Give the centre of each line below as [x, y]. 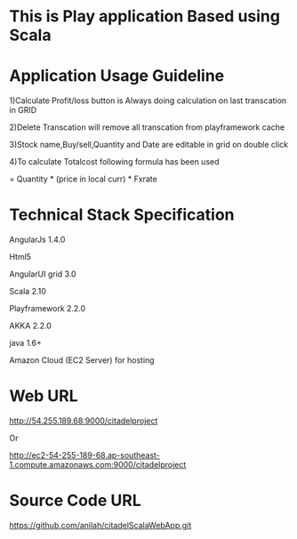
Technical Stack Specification [122, 215]
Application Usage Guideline [117, 76]
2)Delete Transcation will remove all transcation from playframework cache [147, 127]
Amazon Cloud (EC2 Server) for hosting [82, 360]
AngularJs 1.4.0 [37, 240]
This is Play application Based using [144, 16]
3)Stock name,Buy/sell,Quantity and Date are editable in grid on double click [149, 145]
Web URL [44, 396]
